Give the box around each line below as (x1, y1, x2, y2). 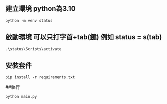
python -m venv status (5, 18, 53, 23)
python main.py (5, 94, 37, 99)
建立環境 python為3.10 (5, 4, 76, 13)
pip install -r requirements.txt (5, 75, 75, 80)
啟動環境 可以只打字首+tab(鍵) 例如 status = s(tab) (5, 33, 162, 41)
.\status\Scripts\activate (5, 46, 62, 51)
